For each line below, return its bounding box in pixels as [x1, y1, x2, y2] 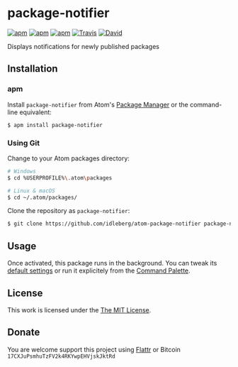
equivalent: [19, 108, 52, 116]
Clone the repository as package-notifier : [7, 207, 130, 215]
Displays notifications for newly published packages [7, 42, 159, 50]
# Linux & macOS [7, 187, 55, 195]
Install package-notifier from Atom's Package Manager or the [7, 100, 189, 109]
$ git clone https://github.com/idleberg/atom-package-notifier [7, 220, 201, 228]
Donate [7, 327, 40, 339]
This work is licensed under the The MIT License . [7, 305, 152, 314]
